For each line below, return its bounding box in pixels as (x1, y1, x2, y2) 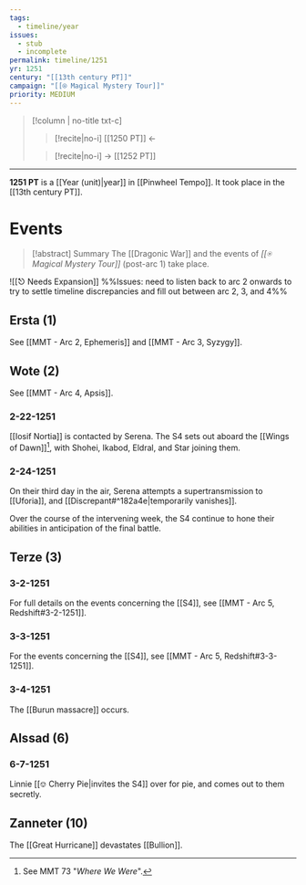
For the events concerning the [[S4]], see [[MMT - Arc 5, (9, 650, 223, 662)
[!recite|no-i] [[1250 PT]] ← (54, 132, 157, 143)
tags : (9, 13, 30, 23)
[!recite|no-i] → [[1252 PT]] (54, 150, 157, 161)
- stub (17, 38, 43, 48)
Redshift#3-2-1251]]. (9, 607, 87, 617)
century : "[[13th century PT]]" (9, 73, 132, 82)
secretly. (9, 789, 43, 800)
